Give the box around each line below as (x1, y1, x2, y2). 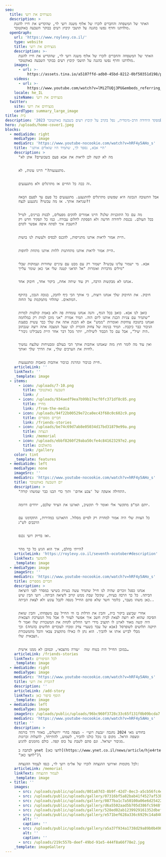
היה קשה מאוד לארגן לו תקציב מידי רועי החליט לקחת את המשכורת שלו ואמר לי (18, 620, 150, 625)
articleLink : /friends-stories (14, 651, 79, 656)
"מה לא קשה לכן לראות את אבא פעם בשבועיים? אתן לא (18, 155, 113, 160)
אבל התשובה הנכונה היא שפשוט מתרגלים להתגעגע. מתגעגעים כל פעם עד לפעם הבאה (18, 194, 159, 200)
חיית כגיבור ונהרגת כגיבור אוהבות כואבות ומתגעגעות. (18, 360, 102, 365)
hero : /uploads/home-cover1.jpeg (5, 122, 74, 127)
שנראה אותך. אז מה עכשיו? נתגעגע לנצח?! (18, 199, 91, 204)
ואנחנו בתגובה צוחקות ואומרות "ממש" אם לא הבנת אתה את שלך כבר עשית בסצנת (18, 320, 154, 324)
